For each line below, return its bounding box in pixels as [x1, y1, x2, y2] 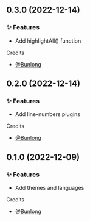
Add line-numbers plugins [15, 111, 81, 118]
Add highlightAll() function [15, 37, 81, 45]
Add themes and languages [15, 184, 85, 192]
